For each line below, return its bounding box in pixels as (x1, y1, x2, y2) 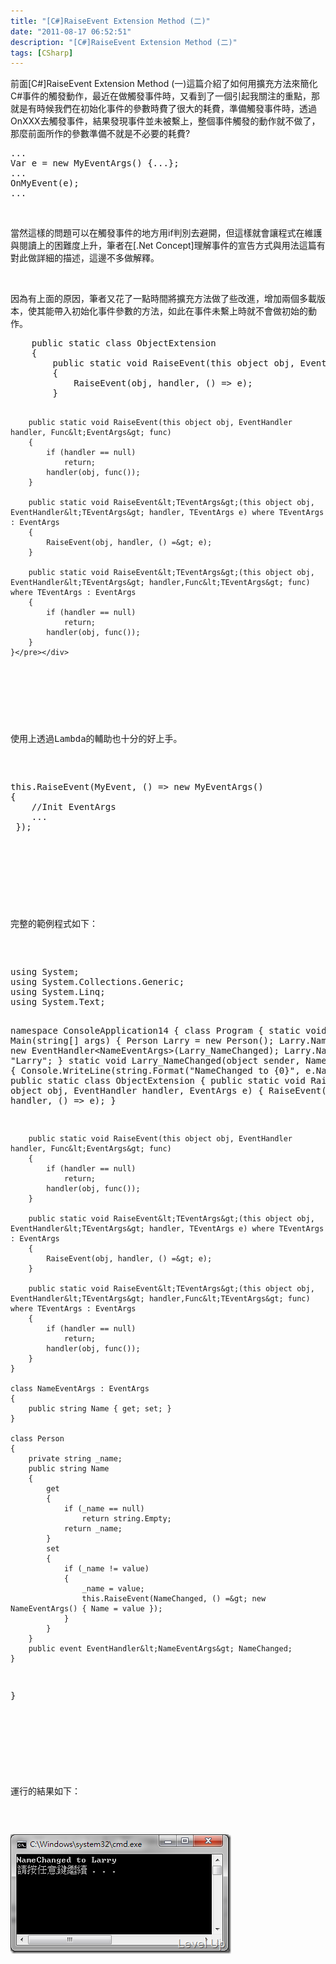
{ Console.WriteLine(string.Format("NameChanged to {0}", (10, 1065, 301, 1077)
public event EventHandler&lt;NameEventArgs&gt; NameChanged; (28, 1644, 293, 1654)
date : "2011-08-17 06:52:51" (10, 26, 132, 37)
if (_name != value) (63, 1564, 150, 1574)
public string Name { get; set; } (28, 1404, 172, 1414)
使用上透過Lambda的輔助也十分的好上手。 (10, 733, 183, 745)
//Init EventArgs (31, 801, 117, 813)
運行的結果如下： (10, 1786, 81, 1797)
